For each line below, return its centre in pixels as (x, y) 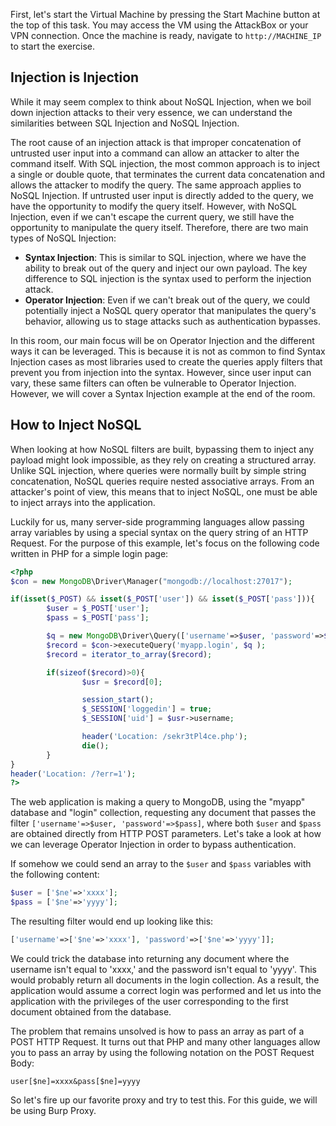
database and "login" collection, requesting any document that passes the (163, 813)
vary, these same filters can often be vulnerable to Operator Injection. (153, 383)
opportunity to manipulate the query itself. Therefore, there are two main (159, 227)
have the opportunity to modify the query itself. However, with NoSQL (153, 206)
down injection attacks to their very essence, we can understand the (151, 112)
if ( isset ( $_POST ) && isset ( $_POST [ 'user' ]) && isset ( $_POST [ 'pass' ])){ (162, 599)
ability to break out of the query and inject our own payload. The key (166, 268)
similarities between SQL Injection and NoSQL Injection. (125, 123)
